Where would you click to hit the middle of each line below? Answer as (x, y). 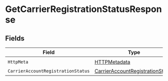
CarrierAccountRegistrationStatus (49, 71)
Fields (15, 38)
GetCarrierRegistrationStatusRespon (83, 9)
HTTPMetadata (112, 62)
